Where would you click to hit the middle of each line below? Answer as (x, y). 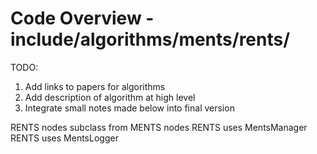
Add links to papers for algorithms (95, 86)
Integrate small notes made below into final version (129, 108)
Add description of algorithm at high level (110, 97)
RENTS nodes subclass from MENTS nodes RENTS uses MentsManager (159, 127)
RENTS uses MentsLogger (64, 138)
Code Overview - (82, 18)
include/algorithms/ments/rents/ (150, 39)
